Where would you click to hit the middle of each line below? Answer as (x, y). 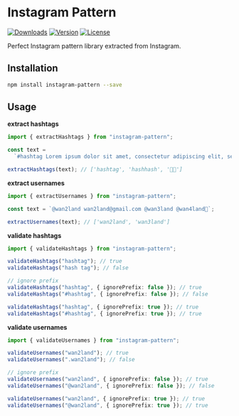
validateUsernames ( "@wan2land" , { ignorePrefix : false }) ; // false (111, 385)
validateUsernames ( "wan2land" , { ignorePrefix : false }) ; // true (108, 379)
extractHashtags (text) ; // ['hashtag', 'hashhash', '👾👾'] (95, 170)
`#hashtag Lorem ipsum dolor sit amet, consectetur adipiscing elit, (119, 157)
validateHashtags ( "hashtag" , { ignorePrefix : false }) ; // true (105, 288)
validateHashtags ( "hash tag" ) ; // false (68, 268)
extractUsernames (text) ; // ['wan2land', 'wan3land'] (89, 222)
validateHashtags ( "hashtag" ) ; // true (65, 261)
